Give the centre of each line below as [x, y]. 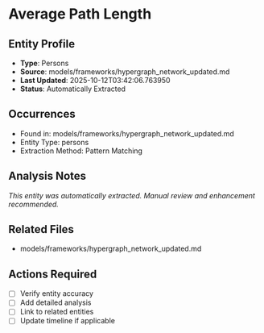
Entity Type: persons [54, 142]
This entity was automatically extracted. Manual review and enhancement [132, 195]
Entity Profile [41, 44]
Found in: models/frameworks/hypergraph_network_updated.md [127, 133]
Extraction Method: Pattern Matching [81, 151]
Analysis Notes [47, 176]
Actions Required [53, 274]
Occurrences [42, 114]
